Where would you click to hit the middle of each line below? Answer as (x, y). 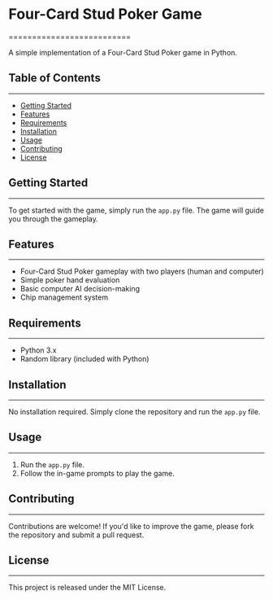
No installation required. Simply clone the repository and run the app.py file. (134, 412)
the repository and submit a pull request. (76, 535)
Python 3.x (38, 350)
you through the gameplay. (54, 219)
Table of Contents (55, 78)
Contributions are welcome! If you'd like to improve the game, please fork (131, 526)
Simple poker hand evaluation (70, 280)
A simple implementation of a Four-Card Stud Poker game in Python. (123, 52)
